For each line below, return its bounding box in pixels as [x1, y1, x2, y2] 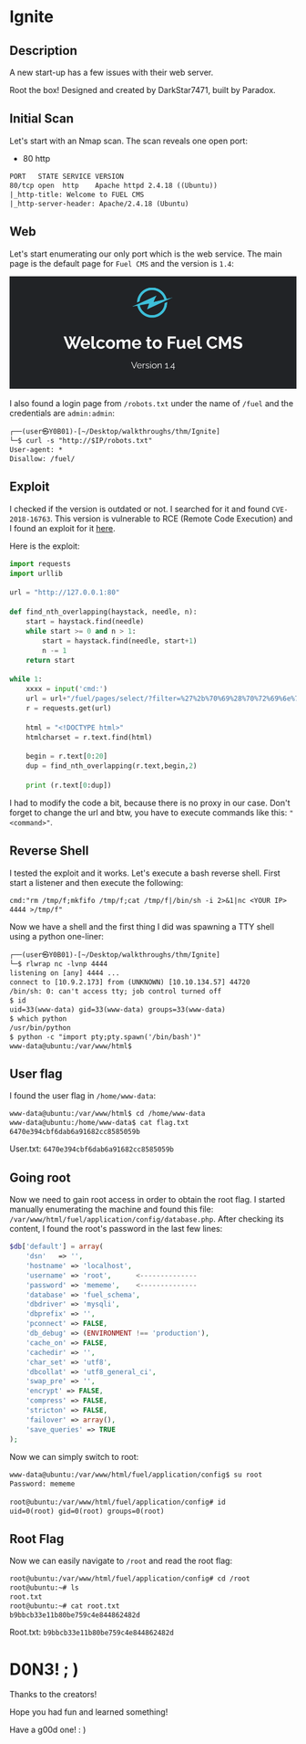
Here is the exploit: [9, 541, 80, 552]
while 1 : [9, 675, 43, 684]
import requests [9, 559, 71, 568]
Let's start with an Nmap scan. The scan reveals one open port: [9, 135, 249, 146]
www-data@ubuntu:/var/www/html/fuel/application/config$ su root [9, 1470, 262, 1479]
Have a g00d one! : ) [9, 1724, 87, 1736]
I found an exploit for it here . [9, 522, 116, 533]
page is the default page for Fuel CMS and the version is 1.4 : [9, 257, 234, 268]
